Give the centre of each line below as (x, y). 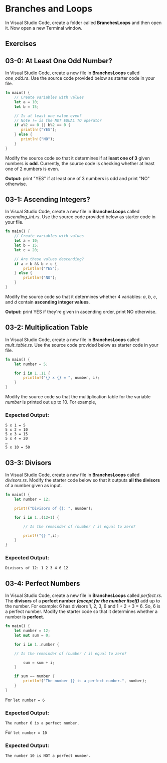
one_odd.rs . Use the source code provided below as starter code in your (80, 78)
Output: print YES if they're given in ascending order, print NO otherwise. (81, 312)
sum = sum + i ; (39, 663)
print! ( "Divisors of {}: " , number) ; (54, 508)
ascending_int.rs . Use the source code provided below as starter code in (80, 217)
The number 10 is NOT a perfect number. (48, 756)
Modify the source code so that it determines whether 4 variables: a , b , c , (81, 296)
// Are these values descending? (49, 259)
